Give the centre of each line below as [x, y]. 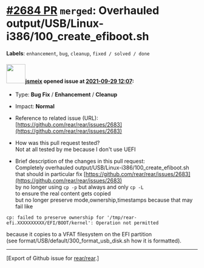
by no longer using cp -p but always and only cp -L [79, 187]
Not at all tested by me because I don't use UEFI [75, 149]
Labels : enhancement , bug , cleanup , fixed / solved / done [78, 53]
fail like [24, 206]
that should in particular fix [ [50, 174]
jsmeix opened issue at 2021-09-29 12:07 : [80, 81]
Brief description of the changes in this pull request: [80, 161]
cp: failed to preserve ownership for [55, 218]
